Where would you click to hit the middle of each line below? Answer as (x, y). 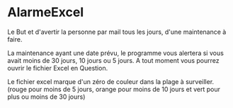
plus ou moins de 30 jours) (46, 97)
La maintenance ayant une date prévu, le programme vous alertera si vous (116, 53)
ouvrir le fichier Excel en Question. (58, 68)
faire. (15, 39)
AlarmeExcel (46, 12)
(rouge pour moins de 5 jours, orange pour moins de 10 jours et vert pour (114, 89)
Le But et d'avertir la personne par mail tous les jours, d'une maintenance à (117, 32)
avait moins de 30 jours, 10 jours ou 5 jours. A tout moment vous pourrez (113, 60)
